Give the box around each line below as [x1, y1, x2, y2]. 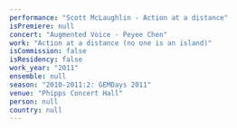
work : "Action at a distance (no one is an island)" [9, 38, 213, 48]
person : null [9, 96, 59, 106]
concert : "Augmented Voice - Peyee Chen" [9, 30, 168, 39]
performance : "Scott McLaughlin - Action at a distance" [9, 13, 229, 23]
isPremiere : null [9, 22, 75, 31]
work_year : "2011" [9, 64, 79, 73]
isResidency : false [9, 55, 83, 64]
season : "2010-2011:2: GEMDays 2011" [9, 80, 152, 89]
